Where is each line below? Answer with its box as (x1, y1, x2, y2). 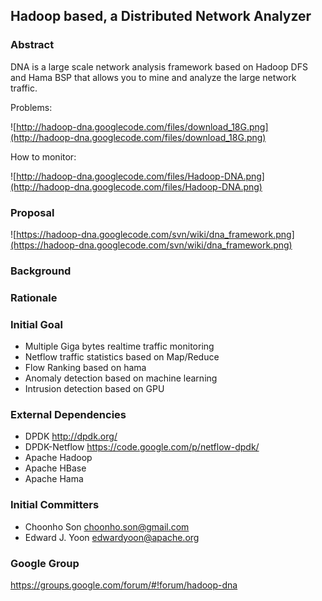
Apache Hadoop (24, 452, 93, 464)
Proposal (10, 205, 55, 219)
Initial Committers (10, 498, 100, 512)
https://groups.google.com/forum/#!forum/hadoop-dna (10, 579, 238, 591)
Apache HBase (24, 462, 87, 474)
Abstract (10, 38, 55, 52)
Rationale (10, 290, 58, 304)
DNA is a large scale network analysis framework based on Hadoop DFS (10, 60, 308, 73)
